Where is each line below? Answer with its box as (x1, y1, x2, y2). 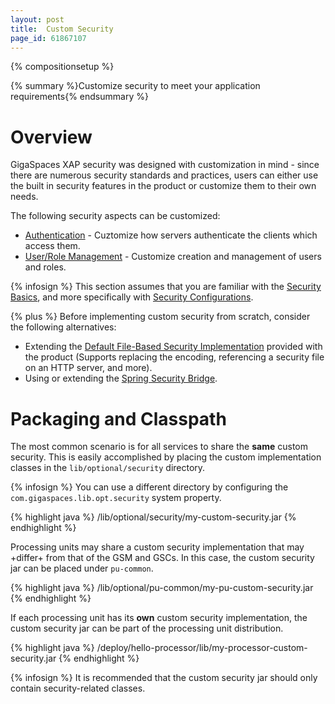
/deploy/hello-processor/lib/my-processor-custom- (96, 642, 308, 654)
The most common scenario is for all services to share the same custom (10, 441, 308, 453)
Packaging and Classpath (10, 407, 227, 430)
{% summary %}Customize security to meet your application (10, 80, 261, 92)
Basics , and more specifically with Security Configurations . (10, 291, 254, 303)
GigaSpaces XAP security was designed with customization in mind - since (10, 159, 320, 171)
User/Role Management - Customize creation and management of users (24, 251, 322, 263)
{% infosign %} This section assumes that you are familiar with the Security (10, 281, 322, 293)
